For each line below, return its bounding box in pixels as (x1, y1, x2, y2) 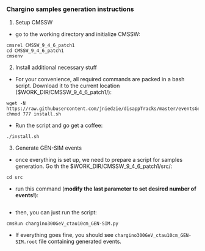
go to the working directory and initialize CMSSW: (15, 31, 140, 38)
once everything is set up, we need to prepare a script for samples (15, 156, 183, 164)
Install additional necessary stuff (15, 64, 98, 71)
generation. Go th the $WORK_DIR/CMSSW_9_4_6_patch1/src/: (15, 162, 173, 170)
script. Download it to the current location (15, 82, 120, 90)
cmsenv (6, 53, 23, 59)
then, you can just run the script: (15, 209, 98, 216)
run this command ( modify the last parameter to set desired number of (15, 185, 196, 192)
